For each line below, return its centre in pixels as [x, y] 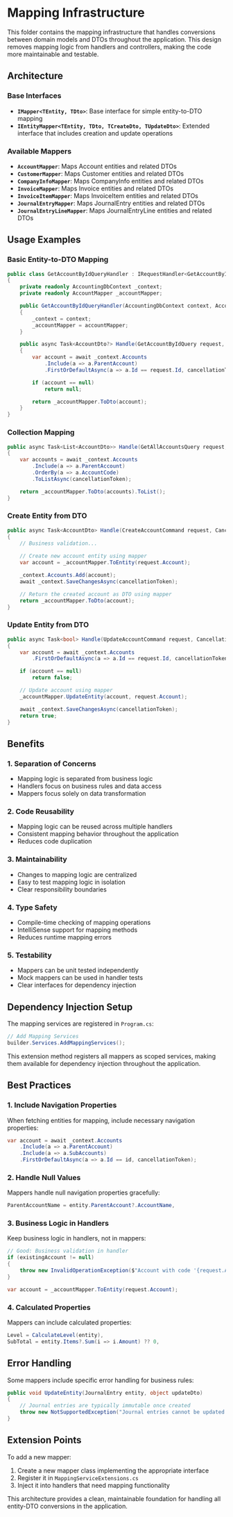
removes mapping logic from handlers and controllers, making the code [109, 47]
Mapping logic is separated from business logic [85, 779]
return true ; [38, 716]
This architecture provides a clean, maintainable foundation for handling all [114, 1498]
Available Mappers [39, 151]
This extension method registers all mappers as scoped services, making [112, 1056]
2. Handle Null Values [44, 1177]
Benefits [26, 744]
